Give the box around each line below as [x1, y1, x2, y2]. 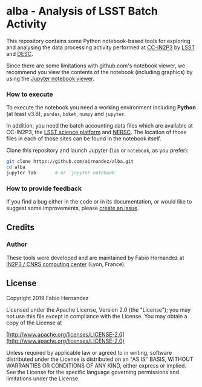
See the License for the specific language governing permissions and [6, 368, 180, 375]
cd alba [6, 164, 26, 171]
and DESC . [6, 50, 33, 57]
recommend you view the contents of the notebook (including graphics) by [6, 68, 193, 75]
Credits [6, 222, 35, 232]
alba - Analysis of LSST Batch [6, 4, 158, 18]
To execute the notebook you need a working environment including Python [6, 104, 197, 111]
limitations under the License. [6, 375, 80, 382]
